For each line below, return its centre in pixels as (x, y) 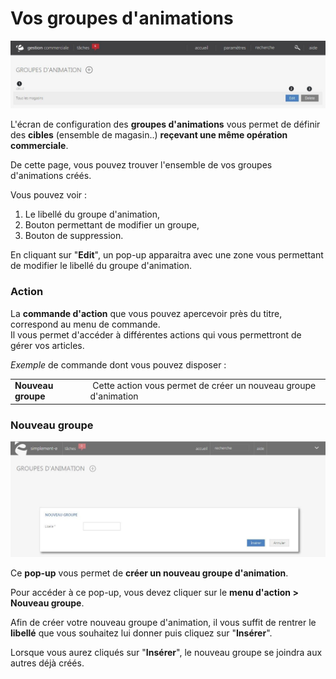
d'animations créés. (51, 176)
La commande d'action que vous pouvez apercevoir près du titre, (146, 313)
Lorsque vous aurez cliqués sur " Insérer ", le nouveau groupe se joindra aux (166, 652)
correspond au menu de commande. (85, 324)
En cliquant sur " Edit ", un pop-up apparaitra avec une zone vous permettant (167, 255)
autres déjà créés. (47, 663)
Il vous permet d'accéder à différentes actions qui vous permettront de (156, 334)
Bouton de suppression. (74, 236)
